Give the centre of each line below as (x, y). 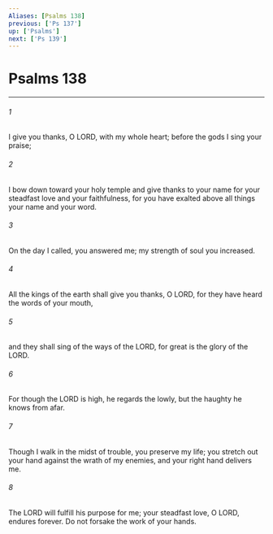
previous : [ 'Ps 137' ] (45, 24)
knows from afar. (37, 408)
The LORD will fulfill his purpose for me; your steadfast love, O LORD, (124, 512)
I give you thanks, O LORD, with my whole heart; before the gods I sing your (135, 137)
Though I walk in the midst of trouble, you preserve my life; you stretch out (133, 451)
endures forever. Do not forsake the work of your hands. (102, 521)
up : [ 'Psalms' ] (34, 31)
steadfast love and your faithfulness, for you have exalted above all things (132, 198)
